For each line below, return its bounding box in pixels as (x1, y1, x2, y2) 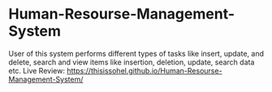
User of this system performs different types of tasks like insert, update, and (8, 48, 264, 58)
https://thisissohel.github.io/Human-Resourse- (66, 65, 222, 75)
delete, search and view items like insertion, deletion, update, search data (8, 57, 255, 67)
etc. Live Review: (8, 65, 65, 75)
